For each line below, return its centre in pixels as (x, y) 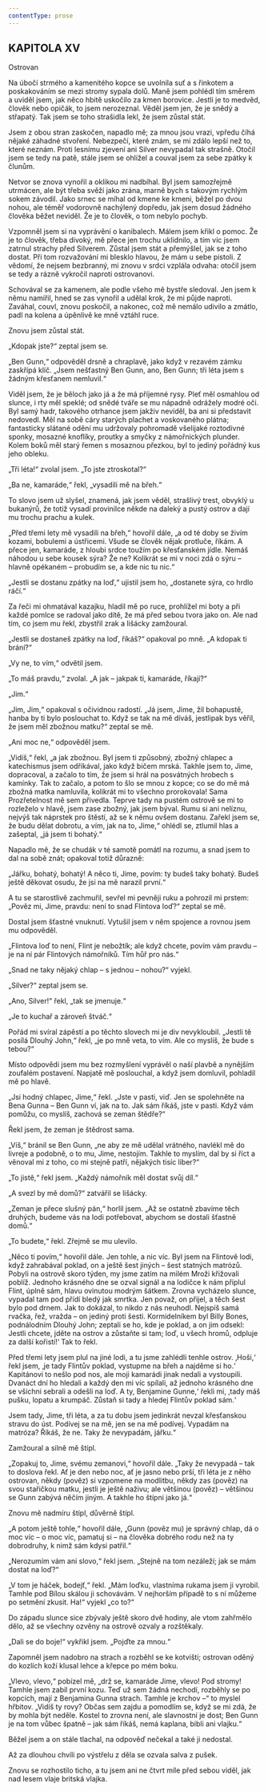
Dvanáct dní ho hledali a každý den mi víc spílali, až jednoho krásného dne (131, 1383)
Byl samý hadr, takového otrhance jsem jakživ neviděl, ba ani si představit (130, 411)
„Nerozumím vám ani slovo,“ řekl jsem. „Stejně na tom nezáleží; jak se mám (132, 1561)
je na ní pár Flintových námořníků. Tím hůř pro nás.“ (94, 955)
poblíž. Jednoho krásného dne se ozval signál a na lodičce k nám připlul (127, 1282)
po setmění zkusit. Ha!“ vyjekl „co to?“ (71, 1602)
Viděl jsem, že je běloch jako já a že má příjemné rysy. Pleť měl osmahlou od (134, 394)
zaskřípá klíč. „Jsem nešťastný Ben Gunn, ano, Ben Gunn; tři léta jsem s (126, 370)
